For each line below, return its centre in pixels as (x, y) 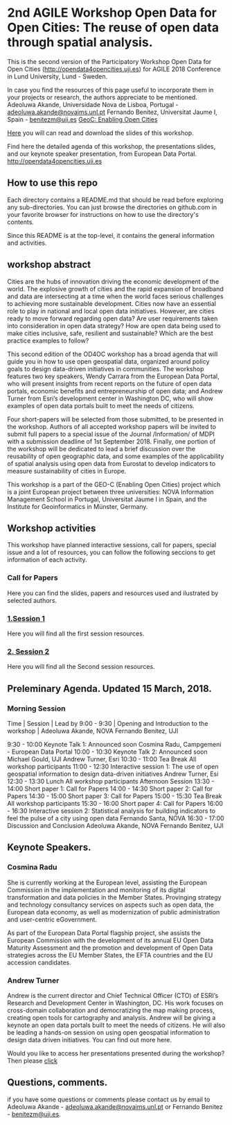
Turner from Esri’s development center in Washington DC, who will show (110, 398)
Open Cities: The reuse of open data (113, 27)
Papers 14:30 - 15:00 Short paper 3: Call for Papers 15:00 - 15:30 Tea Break (115, 796)
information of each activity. (47, 560)
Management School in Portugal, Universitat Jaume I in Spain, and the (107, 499)
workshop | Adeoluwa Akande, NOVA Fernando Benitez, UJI (93, 731)
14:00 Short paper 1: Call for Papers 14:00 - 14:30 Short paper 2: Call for (110, 788)
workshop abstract (49, 265)
